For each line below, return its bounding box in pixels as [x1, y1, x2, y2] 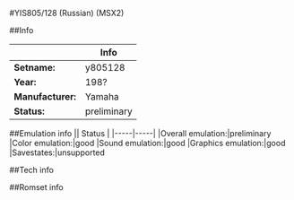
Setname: [13, 62, 56, 74]
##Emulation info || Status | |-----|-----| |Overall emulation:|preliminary [9, 128, 272, 138]
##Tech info [9, 165, 54, 175]
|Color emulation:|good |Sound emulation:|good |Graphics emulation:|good [9, 138, 286, 148]
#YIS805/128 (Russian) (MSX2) [9, 8, 125, 18]
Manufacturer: [13, 91, 77, 102]
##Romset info [9, 182, 65, 192]
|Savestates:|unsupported [9, 147, 106, 158]
